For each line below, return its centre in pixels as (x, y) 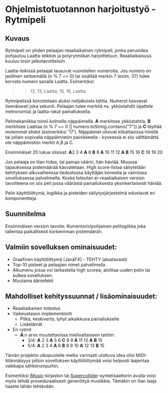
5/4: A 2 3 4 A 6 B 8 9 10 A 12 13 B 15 (66, 346)
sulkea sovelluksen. (33, 275)
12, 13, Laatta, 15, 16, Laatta (58, 91)
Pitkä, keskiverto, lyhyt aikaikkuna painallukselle (69, 319)
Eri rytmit (22, 330)
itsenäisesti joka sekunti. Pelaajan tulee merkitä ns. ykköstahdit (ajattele (79, 106)
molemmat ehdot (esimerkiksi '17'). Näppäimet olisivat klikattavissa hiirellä (82, 132)
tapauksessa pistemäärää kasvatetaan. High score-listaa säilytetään (75, 167)
